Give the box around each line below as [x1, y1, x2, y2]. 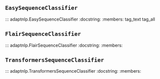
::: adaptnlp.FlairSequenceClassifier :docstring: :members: [5, 42, 123, 48]
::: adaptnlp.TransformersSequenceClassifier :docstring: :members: [5, 68, 141, 74]
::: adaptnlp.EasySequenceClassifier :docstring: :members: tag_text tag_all [5, 16, 156, 22]
